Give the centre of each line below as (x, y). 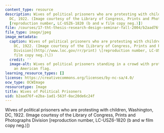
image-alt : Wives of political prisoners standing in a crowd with (80, 64)
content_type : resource (29, 10)
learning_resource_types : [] (35, 73)
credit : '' (20, 60)
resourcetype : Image (26, 87)
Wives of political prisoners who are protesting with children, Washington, (79, 110)
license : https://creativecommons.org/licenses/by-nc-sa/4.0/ (70, 78)
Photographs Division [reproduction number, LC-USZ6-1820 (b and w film (79, 120)
